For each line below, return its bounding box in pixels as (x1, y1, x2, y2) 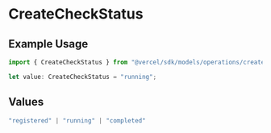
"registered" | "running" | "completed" (8, 116, 147, 125)
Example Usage (8, 37, 89, 51)
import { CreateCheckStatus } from (8, 58, 128, 66)
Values (8, 95, 44, 109)
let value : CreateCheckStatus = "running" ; (8, 73, 157, 81)
